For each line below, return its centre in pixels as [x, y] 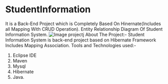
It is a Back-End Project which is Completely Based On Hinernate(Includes [83, 24]
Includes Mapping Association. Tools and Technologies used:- [71, 45]
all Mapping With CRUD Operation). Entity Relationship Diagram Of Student [84, 29]
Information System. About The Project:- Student [75, 34]
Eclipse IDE [25, 55]
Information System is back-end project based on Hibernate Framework [81, 40]
